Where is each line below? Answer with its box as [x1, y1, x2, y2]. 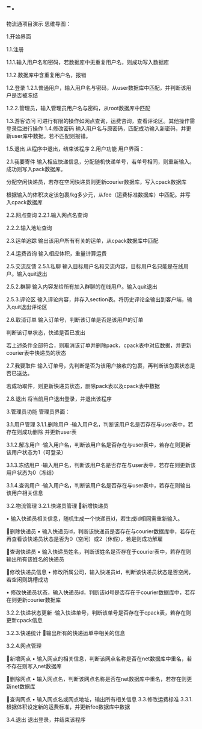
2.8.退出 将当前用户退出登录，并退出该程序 [6, 395, 112, 402]
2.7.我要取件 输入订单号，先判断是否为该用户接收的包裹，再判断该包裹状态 [6, 361, 191, 369]
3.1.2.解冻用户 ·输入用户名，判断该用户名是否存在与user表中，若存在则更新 [6, 441, 191, 448]
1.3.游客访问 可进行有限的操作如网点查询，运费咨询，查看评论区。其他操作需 [6, 117, 195, 124]
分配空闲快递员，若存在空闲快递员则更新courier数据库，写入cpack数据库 [6, 178, 187, 186]
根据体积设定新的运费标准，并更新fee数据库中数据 [6, 703, 130, 710]
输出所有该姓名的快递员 [6, 555, 64, 563]
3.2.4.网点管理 [6, 642, 42, 649]
